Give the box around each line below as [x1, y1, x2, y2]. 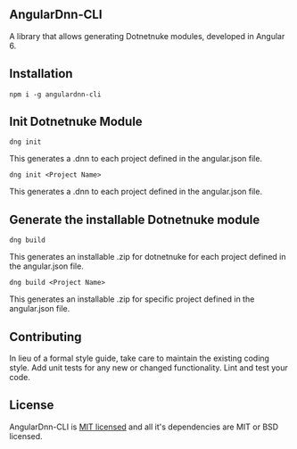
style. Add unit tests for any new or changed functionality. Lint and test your [9, 362, 288, 373]
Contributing [9, 329, 82, 345]
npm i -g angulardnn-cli [9, 89, 102, 99]
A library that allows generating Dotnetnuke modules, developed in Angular [9, 30, 285, 41]
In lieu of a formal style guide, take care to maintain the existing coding [9, 353, 270, 364]
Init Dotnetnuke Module [9, 114, 143, 129]
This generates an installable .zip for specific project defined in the [9, 294, 255, 304]
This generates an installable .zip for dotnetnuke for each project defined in [9, 252, 286, 262]
